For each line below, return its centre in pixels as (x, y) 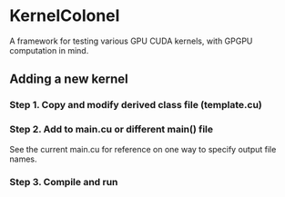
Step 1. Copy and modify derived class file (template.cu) (136, 105)
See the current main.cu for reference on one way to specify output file (143, 149)
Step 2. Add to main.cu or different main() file (112, 130)
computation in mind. (49, 50)
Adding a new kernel (69, 79)
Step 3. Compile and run (64, 182)
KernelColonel (65, 16)
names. (23, 159)
